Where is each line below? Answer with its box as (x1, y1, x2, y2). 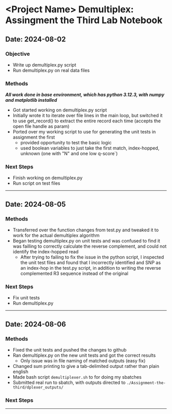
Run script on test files (12, 180, 60, 186)
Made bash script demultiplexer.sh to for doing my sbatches (12, 374, 142, 380)
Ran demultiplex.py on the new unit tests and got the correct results (12, 352, 156, 359)
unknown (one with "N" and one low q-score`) (20, 150, 118, 157)
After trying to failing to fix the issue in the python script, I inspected (20, 254, 164, 260)
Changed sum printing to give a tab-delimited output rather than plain (12, 363, 160, 369)
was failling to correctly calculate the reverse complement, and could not (12, 243, 167, 249)
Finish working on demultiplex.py (12, 175, 83, 181)
